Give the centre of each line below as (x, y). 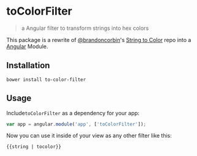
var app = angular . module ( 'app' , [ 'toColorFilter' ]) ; (76, 124)
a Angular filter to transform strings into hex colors (85, 28)
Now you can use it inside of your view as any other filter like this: (89, 136)
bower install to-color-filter (46, 80)
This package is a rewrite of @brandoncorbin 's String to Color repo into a (99, 40)
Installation (28, 66)
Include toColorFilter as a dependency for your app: (73, 113)
